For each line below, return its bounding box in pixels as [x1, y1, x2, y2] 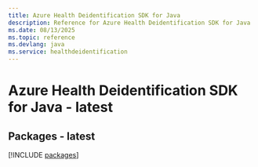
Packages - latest [8, 129, 96, 143]
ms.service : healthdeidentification [8, 48, 128, 56]
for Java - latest [8, 99, 114, 116]
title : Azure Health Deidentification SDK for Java [8, 11, 180, 20]
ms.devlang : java [8, 41, 65, 49]
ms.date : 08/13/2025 [8, 26, 76, 34]
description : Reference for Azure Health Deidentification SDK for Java [8, 19, 251, 27]
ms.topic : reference [8, 33, 76, 42]
